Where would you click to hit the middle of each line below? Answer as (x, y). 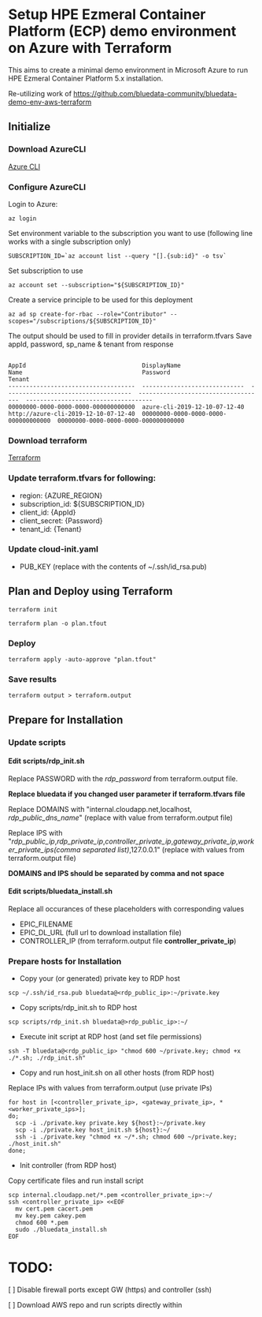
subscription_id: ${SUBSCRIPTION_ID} (82, 503)
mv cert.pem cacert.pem (54, 1209)
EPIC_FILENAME (46, 924)
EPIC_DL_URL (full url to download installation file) (101, 932)
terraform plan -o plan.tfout (58, 623)
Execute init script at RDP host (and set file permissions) (111, 1037)
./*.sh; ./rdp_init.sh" (47, 1058)
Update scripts (37, 742)
